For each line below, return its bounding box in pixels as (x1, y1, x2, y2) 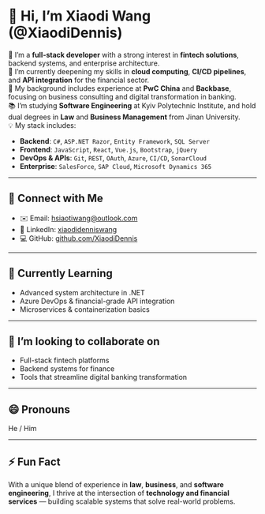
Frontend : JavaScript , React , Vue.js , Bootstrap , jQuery (19, 144, 197, 154)
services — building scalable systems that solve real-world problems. (8, 497, 236, 506)
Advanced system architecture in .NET (19, 287, 145, 297)
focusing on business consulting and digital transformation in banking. (8, 92, 237, 101)
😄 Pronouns (8, 403, 71, 416)
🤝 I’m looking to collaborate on (8, 335, 160, 348)
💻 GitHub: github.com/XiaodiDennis (19, 233, 138, 243)
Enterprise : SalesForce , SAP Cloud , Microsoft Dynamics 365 (19, 161, 212, 171)
